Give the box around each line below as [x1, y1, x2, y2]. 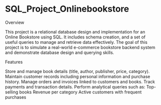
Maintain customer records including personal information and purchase [5, 73, 150, 79]
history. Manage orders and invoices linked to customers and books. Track [5, 79, 155, 85]
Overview [5, 19, 24, 25]
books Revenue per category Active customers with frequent [19, 89, 142, 95]
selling [5, 89, 19, 95]
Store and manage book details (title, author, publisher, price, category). [5, 68, 150, 74]
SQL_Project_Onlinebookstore [5, 3, 129, 15]
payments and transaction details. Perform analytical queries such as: [5, 84, 145, 89]
